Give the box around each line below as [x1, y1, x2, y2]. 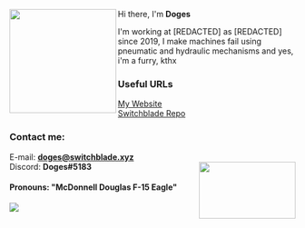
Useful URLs [117, 77, 174, 90]
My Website [117, 98, 162, 109]
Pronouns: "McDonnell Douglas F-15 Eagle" [9, 182, 178, 193]
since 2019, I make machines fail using [117, 36, 261, 46]
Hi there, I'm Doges [117, 9, 191, 19]
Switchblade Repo [117, 108, 186, 119]
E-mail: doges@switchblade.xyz [9, 151, 134, 163]
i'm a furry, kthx [117, 55, 177, 65]
